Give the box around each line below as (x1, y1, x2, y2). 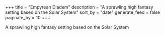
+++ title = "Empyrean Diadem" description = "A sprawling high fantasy (5, 4, 153, 10)
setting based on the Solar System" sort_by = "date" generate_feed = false (5, 9, 160, 15)
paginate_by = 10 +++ (5, 15, 51, 20)
